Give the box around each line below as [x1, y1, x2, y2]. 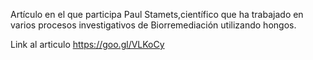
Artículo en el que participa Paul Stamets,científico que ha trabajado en [10, 9, 304, 20]
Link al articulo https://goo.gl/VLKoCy [10, 39, 165, 50]
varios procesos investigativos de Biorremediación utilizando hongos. [10, 19, 297, 31]
